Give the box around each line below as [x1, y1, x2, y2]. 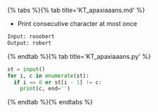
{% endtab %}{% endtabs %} [7, 98, 93, 106]
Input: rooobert [7, 33, 55, 40]
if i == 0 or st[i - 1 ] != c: [13, 78, 102, 86]
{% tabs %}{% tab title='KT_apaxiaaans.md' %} [7, 6, 145, 14]
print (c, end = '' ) [20, 85, 71, 92]
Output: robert [7, 39, 52, 46]
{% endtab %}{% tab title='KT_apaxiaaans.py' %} [7, 52, 151, 60]
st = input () [7, 66, 46, 73]
